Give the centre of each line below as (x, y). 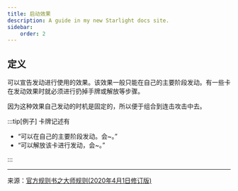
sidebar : (20, 27)
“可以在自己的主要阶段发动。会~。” (68, 137)
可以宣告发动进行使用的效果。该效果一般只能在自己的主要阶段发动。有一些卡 (119, 83)
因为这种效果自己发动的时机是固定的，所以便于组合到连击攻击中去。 (107, 106)
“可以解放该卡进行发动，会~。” (61, 145)
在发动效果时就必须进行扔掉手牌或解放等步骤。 (75, 91)
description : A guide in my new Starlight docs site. (89, 21)
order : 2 (33, 34)
